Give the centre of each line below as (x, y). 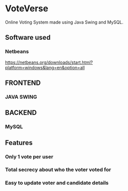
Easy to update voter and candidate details (57, 183)
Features (19, 143)
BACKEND (21, 113)
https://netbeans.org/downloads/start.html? (49, 62)
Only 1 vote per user (29, 157)
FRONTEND (23, 83)
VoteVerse (27, 9)
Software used (28, 38)
